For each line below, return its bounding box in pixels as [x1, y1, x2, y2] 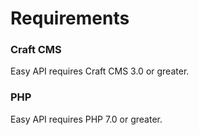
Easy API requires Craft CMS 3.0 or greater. [10, 65, 190, 77]
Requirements [10, 7, 130, 30]
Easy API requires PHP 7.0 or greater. [10, 113, 163, 125]
